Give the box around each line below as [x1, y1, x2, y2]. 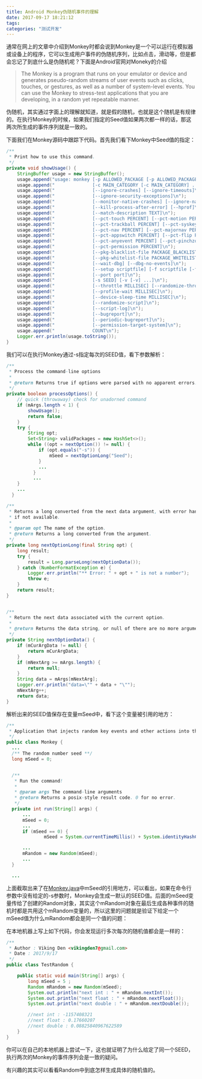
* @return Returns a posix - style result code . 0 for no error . [14, 795, 176, 801]
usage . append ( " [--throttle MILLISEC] [17, 283, 149, 289]
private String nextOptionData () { [6, 637, 96, 643]
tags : [6, 20, 20, 26]
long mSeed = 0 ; [11, 756, 52, 762]
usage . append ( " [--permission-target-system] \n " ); [17, 322, 182, 328]
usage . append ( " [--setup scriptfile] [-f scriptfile [17, 266, 187, 272]
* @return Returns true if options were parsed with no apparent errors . [8, 380, 198, 386]
